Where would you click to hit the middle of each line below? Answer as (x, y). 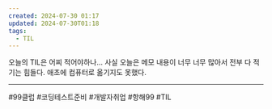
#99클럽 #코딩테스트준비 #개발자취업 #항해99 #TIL (90, 97)
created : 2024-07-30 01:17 (54, 16)
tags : (17, 31)
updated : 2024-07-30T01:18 (54, 23)
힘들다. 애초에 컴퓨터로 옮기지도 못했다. (85, 73)
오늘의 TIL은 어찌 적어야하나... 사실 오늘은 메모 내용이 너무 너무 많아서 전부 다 (130, 62)
